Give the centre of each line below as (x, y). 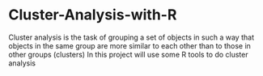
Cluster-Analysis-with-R (93, 15)
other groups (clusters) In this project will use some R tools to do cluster (128, 54)
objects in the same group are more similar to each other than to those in (129, 45)
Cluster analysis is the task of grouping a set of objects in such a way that (131, 37)
